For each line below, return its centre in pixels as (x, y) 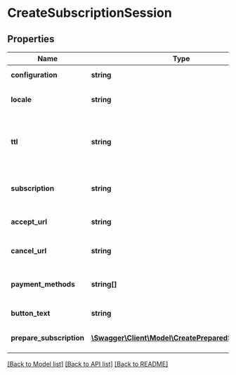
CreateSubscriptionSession (90, 13)
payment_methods (43, 284)
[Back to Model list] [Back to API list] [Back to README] (88, 364)
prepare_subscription (47, 338)
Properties (31, 39)
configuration (34, 75)
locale (21, 100)
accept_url (29, 222)
